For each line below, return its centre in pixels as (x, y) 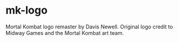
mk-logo (27, 10)
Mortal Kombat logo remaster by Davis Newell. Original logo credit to (89, 27)
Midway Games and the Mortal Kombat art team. (65, 33)
